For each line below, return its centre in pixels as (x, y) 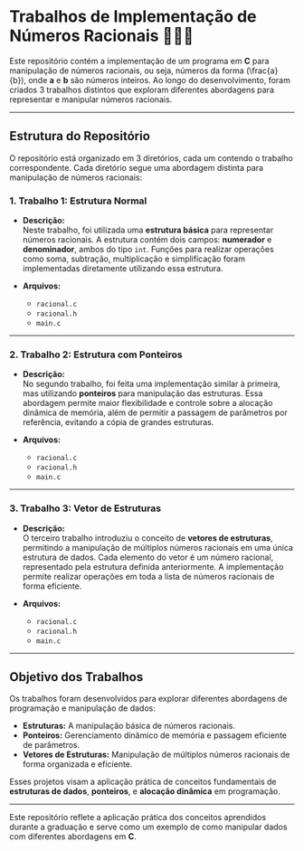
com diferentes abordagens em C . (73, 837)
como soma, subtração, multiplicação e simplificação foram (134, 259)
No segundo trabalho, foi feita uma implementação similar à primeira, (151, 384)
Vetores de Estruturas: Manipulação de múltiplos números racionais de (156, 755)
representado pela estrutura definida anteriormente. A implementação (153, 566)
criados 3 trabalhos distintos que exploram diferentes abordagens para (142, 90)
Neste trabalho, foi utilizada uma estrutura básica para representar (148, 230)
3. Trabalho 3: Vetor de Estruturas (85, 508)
